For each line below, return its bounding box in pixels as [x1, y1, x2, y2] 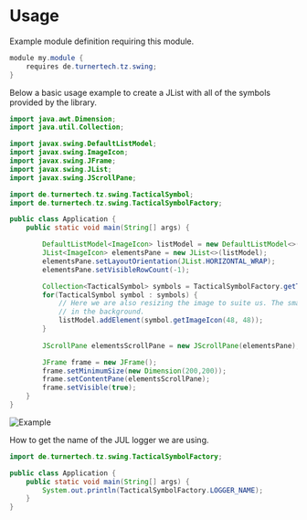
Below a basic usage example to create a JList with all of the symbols [9, 87, 271, 98]
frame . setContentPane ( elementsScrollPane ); [42, 375, 210, 384]
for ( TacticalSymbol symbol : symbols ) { [42, 290, 198, 300]
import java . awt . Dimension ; [9, 114, 117, 123]
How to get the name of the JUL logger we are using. [9, 434, 209, 445]
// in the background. [58, 307, 145, 316]
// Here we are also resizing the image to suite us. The [58, 299, 284, 308]
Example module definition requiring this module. [9, 36, 195, 47]
